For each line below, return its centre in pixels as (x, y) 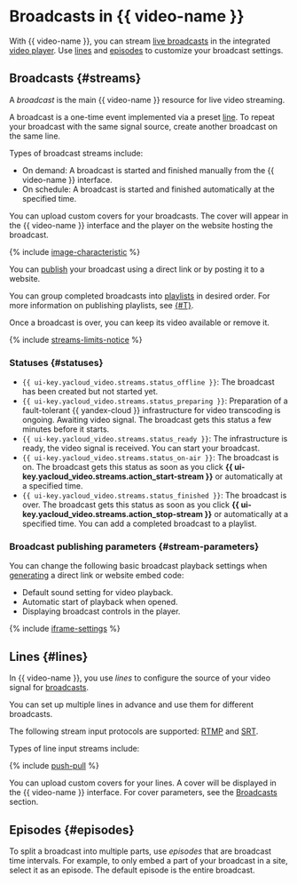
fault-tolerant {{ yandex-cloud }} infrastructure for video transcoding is (151, 410)
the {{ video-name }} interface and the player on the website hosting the (141, 225)
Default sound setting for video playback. (98, 593)
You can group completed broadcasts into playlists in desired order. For (140, 296)
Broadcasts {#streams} (75, 79)
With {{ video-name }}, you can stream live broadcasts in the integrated (140, 41)
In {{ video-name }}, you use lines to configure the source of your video (140, 678)
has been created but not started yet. (90, 392)
